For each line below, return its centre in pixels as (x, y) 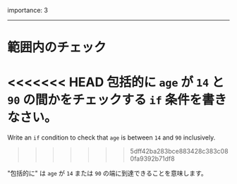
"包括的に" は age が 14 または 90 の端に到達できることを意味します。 (108, 173)
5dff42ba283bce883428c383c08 (179, 152)
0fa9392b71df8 (152, 159)
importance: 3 (28, 10)
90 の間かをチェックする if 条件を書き (117, 100)
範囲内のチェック (57, 48)
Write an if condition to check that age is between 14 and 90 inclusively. (111, 137)
